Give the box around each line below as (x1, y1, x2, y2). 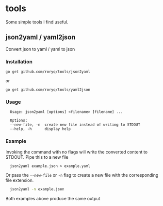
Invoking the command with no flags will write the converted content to (5, 149, 147, 155)
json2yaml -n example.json (10, 187, 65, 191)
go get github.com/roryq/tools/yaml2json (5, 87, 91, 93)
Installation (5, 58, 33, 65)
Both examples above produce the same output (5, 195, 100, 201)
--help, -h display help (10, 127, 71, 131)
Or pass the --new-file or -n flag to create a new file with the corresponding (5, 172, 159, 178)
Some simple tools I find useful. (5, 19, 68, 25)
